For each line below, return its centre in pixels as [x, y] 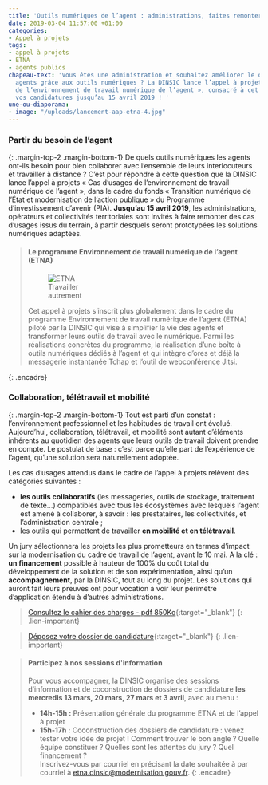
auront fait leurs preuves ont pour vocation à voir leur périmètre [113, 588]
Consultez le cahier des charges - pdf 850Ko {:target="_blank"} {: [135, 612]
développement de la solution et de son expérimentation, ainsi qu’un [120, 571]
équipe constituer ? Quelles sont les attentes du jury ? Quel [136, 747]
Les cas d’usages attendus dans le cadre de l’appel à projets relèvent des [129, 472]
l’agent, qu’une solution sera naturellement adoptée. [94, 457]
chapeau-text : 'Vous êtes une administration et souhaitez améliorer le [132, 75]
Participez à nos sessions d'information [95, 663]
